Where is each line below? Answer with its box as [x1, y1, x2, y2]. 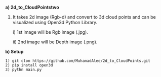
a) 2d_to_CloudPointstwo [5, 5, 59, 10]
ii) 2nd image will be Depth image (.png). [12, 39, 98, 45]
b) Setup [5, 49, 24, 54]
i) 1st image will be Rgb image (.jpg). [12, 29, 89, 35]
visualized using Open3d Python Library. [12, 20, 98, 25]
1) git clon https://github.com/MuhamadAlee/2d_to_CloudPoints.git [5, 58, 151, 63]
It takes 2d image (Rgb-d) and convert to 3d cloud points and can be [12, 14, 156, 20]
